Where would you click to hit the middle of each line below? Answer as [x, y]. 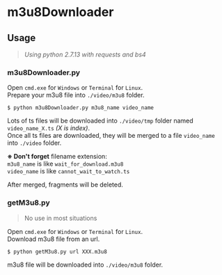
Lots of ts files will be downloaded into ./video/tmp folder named [100, 121]
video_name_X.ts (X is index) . [49, 128]
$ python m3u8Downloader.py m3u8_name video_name [81, 108]
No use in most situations [61, 218]
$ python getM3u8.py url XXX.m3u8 [57, 251]
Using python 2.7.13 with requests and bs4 [85, 54]
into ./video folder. [34, 143]
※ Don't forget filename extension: [57, 157]
